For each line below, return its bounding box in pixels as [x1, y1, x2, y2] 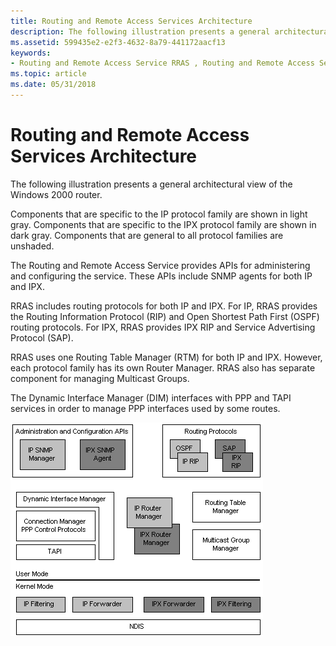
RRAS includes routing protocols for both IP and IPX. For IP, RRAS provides [10, 300, 318, 312]
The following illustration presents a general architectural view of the [10, 178, 293, 190]
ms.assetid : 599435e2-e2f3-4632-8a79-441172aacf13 [10, 37, 226, 47]
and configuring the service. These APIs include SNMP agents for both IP [10, 270, 313, 282]
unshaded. [10, 240, 55, 252]
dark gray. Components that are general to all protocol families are [10, 229, 284, 241]
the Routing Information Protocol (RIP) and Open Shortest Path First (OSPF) [10, 310, 320, 322]
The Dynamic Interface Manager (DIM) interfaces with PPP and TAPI [10, 391, 292, 404]
